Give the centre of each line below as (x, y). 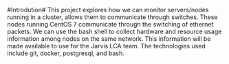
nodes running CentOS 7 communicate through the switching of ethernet (110, 24)
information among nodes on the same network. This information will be (109, 39)
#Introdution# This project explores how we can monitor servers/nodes (108, 10)
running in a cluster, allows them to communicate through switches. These (112, 17)
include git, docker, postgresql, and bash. (66, 53)
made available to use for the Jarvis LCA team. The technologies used (107, 46)
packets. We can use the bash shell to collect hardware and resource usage (115, 31)
